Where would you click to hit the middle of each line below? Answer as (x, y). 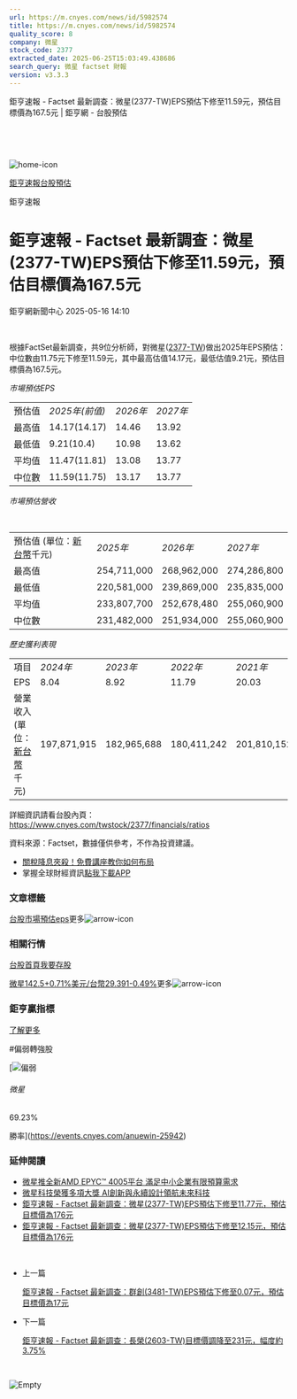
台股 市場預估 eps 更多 (47, 918)
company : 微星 (34, 42)
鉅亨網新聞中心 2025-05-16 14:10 (69, 311)
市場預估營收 (32, 500)
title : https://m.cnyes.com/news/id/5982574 (92, 26)
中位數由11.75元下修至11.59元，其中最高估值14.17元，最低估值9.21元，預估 (143, 358)
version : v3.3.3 (39, 75)
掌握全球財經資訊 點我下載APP (76, 872)
